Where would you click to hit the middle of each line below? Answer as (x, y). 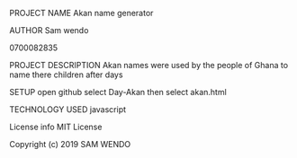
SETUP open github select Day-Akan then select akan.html (118, 92)
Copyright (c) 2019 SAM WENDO (70, 144)
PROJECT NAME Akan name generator (81, 13)
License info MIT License (56, 127)
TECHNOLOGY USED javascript (68, 110)
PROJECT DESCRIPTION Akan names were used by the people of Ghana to (149, 65)
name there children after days (66, 75)
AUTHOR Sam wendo (49, 30)
